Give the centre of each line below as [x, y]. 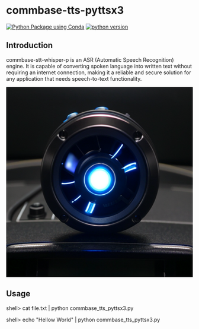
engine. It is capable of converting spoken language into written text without [99, 66]
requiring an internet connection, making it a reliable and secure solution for [99, 72]
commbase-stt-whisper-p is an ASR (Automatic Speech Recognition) [90, 59]
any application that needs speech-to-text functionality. [74, 78]
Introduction [30, 45]
